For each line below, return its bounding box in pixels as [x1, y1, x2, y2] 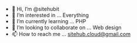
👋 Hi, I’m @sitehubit [11, 6, 60, 12]
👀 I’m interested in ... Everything [11, 12, 89, 19]
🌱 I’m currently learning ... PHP [11, 18, 86, 24]
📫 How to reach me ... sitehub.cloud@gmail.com [11, 31, 131, 37]
